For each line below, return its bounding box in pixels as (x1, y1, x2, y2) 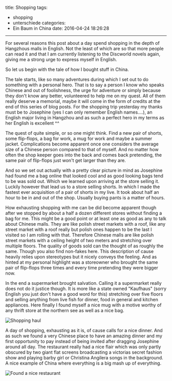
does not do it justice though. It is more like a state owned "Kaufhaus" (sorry (5, 285, 167, 292)
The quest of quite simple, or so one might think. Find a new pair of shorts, (5, 130, 163, 136)
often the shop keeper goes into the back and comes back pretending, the (5, 152, 162, 158)
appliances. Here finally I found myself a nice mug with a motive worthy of (5, 302, 162, 308)
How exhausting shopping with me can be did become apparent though (5, 205, 157, 210)
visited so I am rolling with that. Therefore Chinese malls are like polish (5, 232, 154, 238)
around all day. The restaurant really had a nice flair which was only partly (5, 344, 161, 350)
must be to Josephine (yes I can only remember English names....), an (5, 109, 153, 115)
